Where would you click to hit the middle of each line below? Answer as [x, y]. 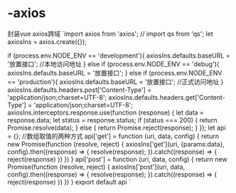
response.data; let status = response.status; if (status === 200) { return [112, 120]
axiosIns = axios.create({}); [47, 41]
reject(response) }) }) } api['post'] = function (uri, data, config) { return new [117, 159]
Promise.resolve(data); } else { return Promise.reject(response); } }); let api [117, 127]
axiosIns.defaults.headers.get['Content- [167, 97]
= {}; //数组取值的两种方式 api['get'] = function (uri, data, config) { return [113, 136]
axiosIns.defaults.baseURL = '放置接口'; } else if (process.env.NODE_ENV [115, 73]
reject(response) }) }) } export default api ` [69, 182]
